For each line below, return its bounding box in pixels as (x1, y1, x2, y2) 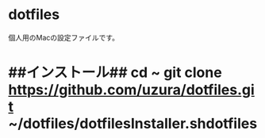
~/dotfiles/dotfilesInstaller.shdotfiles (8, 115, 258, 132)
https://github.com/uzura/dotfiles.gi (8, 81, 255, 99)
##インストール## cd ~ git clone (8, 63, 222, 82)
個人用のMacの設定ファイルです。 (8, 33, 120, 42)
